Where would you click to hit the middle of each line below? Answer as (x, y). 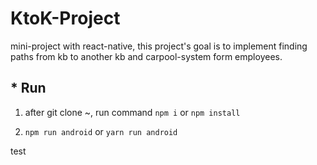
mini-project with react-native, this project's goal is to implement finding (159, 46)
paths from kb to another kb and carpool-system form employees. (146, 56)
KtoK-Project (65, 18)
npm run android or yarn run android (101, 131)
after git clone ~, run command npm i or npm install (132, 112)
